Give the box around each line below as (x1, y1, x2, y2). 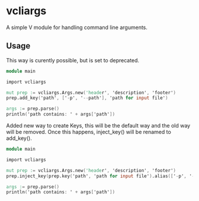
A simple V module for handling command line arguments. (6, 24, 148, 31)
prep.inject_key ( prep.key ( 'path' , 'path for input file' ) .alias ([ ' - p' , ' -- (6, 173, 197, 179)
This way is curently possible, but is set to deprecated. (6, 56, 140, 63)
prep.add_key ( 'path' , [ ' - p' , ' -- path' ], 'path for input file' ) (6, 95, 168, 101)
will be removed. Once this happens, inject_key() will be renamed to (6, 129, 172, 135)
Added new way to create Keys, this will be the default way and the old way (6, 122, 191, 129)
